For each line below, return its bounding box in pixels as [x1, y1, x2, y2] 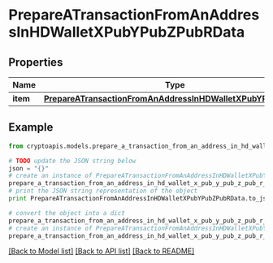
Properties [8, 55, 63, 69]
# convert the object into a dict [8, 209, 126, 217]
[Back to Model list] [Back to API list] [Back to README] [8, 246, 195, 257]
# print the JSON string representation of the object [8, 187, 198, 196]
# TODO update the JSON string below [8, 157, 136, 165]
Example [8, 120, 54, 135]
